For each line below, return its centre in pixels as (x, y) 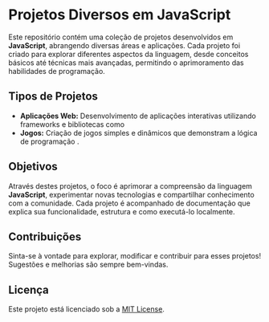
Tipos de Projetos (53, 97)
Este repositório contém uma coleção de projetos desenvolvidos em (121, 37)
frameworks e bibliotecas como (72, 124)
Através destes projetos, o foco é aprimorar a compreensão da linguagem (130, 185)
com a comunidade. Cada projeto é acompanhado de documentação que (129, 203)
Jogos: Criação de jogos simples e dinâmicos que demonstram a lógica (139, 132)
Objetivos (33, 167)
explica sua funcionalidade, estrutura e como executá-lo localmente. (122, 211)
